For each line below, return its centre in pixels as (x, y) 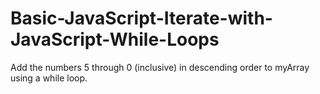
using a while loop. (49, 78)
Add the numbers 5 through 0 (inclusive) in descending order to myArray (160, 67)
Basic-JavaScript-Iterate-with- (141, 18)
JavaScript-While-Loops (115, 39)
